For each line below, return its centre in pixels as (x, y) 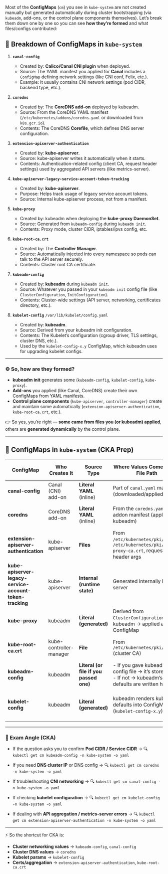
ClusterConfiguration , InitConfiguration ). (64, 294)
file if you (90, 671)
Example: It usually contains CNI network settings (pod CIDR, (83, 82)
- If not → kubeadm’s (138, 677)
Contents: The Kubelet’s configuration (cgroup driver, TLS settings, (89, 335)
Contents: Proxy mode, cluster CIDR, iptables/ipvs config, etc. (83, 229)
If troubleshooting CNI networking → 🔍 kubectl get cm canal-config (84, 781)
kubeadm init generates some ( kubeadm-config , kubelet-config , (78, 380)
